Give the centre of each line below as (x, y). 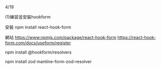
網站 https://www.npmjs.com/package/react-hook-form (61, 37)
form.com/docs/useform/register (38, 43)
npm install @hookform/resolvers (38, 52)
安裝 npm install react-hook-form (38, 27)
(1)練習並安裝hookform (28, 17)
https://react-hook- (137, 37)
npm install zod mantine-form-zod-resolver (48, 62)
